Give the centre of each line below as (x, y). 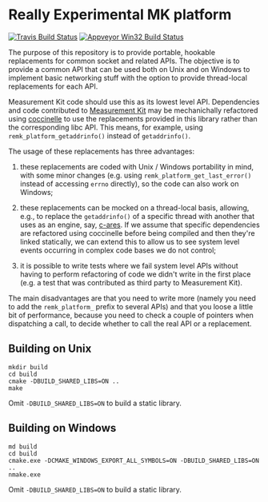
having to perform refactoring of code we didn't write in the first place (135, 274)
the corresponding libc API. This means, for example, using (106, 127)
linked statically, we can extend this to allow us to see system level (130, 241)
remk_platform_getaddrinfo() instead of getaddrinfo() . (100, 135)
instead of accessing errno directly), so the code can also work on (129, 183)
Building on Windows (62, 428)
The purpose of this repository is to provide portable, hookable (112, 52)
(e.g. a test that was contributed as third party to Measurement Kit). (131, 282)
